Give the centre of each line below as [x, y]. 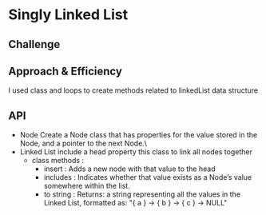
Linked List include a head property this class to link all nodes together [136, 152]
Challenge [34, 44]
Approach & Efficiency [65, 71]
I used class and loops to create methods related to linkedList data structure [133, 90]
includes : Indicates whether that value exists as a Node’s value [148, 177]
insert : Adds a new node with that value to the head [129, 169]
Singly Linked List [68, 15]
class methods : [58, 161]
